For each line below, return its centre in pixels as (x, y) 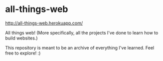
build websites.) (21, 38)
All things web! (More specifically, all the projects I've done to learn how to (82, 32)
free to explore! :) (23, 53)
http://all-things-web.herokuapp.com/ (44, 23)
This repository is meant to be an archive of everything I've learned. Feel (80, 47)
